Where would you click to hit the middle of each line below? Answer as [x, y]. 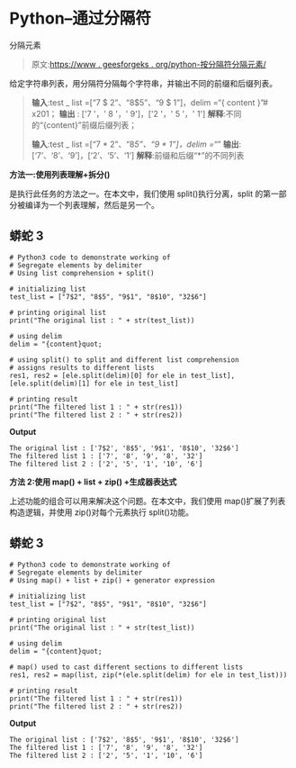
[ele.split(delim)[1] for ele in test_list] [94, 384]
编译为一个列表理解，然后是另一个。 [92, 204]
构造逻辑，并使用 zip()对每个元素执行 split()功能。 [102, 512]
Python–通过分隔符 [80, 18]
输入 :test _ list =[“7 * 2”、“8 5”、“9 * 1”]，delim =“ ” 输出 [135, 144]
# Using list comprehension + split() [82, 273]
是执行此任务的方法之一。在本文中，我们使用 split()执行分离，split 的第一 [144, 194]
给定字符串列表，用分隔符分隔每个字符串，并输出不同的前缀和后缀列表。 [143, 83]
